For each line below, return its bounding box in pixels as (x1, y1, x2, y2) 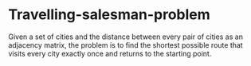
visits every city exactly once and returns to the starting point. (8, 49, 212, 58)
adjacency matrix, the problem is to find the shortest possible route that (8, 40, 243, 49)
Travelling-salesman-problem (8, 6, 211, 24)
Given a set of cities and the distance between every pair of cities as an (8, 32, 243, 41)
